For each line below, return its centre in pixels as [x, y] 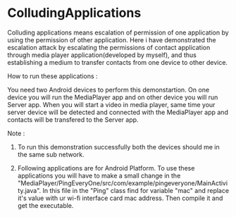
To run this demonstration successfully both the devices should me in [118, 147]
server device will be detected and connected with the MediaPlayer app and [118, 112]
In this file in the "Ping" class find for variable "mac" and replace [136, 190]
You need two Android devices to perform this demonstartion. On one [108, 89]
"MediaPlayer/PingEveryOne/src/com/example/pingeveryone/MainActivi [122, 183]
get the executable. [45, 205]
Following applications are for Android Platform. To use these [106, 168]
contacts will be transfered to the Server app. [73, 119]
